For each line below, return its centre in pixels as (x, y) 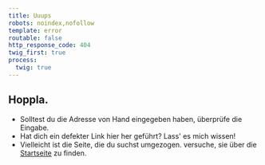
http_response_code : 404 (49, 45)
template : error (35, 30)
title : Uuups (30, 16)
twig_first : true (37, 53)
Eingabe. (34, 128)
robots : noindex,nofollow (51, 23)
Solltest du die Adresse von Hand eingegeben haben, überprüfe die (131, 119)
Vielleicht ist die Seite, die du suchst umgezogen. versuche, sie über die (138, 144)
